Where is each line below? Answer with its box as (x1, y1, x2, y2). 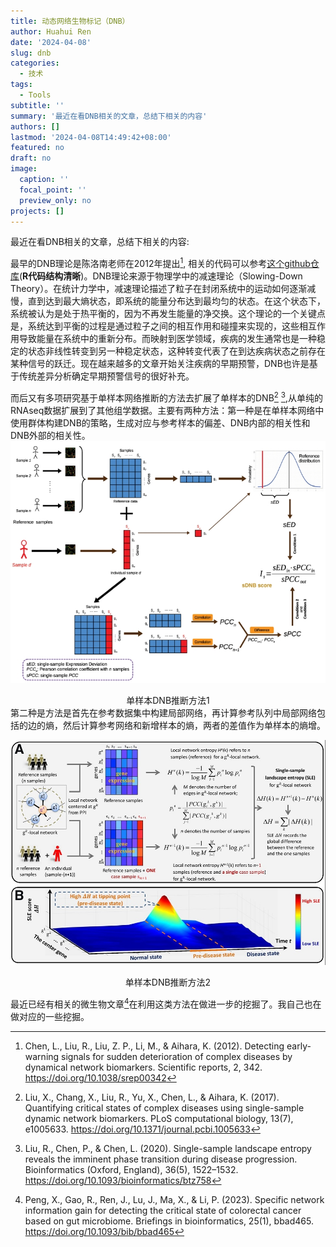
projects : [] (10, 206, 65, 216)
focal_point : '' (19, 185, 87, 195)
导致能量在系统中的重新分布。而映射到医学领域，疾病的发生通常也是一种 (18, 333, 317, 345)
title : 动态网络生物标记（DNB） (10, 16, 130, 26)
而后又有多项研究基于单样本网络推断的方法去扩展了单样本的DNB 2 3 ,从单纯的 (10, 390, 324, 404)
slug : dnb (10, 48, 52, 58)
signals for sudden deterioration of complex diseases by (61, 1051, 293, 1063)
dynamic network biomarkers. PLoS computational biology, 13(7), (24, 1113, 294, 1125)
